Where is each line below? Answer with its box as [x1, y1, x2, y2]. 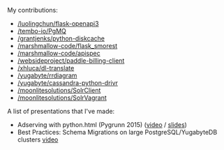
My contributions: [7, 6, 58, 14]
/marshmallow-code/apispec [17, 49, 100, 57]
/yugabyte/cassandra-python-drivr [17, 79, 119, 87]
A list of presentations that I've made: [7, 107, 115, 115]
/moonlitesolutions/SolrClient [17, 87, 101, 94]
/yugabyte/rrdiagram [17, 71, 77, 80]
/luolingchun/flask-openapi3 [17, 20, 99, 27]
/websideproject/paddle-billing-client [17, 57, 125, 65]
